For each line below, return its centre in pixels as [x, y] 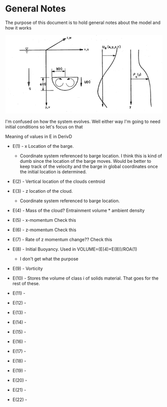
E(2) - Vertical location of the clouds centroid [59, 181]
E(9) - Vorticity [28, 268]
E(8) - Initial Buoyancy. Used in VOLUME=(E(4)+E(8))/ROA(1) [75, 249]
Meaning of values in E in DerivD [39, 136]
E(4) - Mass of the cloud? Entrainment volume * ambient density [79, 210]
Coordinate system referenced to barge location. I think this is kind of [91, 156]
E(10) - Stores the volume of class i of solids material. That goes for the [85, 278]
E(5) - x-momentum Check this [44, 220]
